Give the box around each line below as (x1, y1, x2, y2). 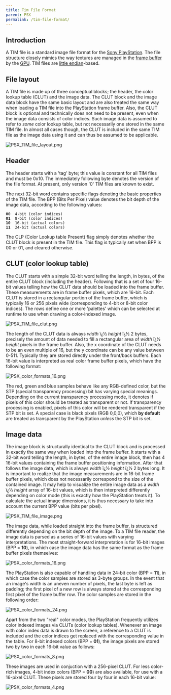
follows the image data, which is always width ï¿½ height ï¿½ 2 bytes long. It (6, 465, 165, 472)
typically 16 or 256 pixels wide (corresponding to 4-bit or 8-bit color (6, 300, 148, 306)
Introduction (6, 36, 46, 44)
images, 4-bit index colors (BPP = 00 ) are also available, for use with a (15, 669, 163, 675)
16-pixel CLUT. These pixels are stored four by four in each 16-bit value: (6, 674, 156, 681)
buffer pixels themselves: (6, 550, 59, 556)
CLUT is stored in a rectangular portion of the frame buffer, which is (6, 294, 148, 301)
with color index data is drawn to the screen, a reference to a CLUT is (6, 628, 151, 634)
